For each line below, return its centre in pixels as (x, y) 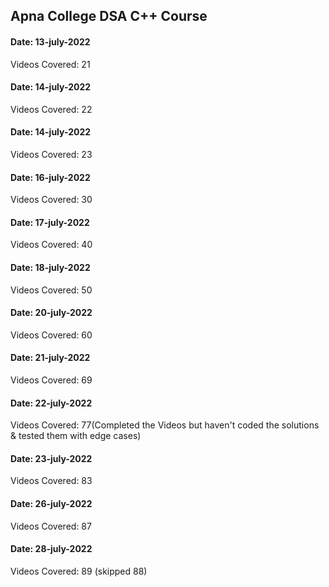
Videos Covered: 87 (51, 526)
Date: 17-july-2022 (50, 222)
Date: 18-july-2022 (50, 267)
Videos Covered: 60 (51, 335)
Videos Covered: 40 (51, 245)
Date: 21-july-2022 (50, 358)
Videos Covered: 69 (51, 380)
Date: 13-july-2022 (50, 41)
